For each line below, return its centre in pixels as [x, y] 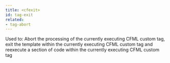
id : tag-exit [19, 15]
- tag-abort [18, 24]
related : [15, 19]
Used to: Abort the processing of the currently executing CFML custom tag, [85, 39]
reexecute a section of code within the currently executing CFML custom [82, 50]
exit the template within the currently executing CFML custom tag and [79, 45]
